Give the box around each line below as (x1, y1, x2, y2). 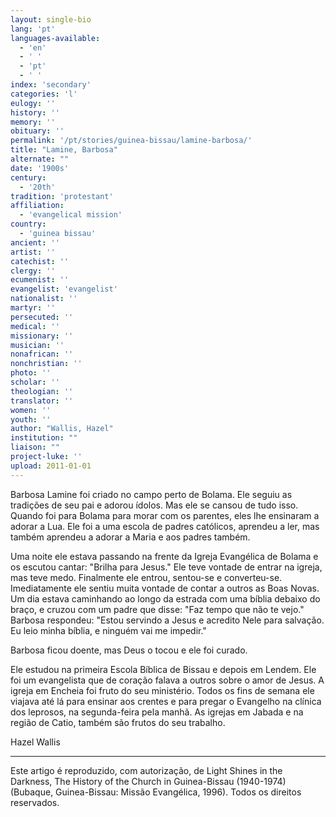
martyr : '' (10, 303, 56, 313)
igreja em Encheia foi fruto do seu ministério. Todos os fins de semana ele (10, 684, 315, 696)
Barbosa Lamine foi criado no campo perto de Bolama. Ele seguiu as (10, 488, 293, 500)
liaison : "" (10, 442, 60, 453)
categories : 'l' (10, 89, 78, 99)
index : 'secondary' (10, 80, 92, 90)
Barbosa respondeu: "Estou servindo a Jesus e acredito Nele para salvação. (10, 614, 325, 626)
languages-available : (10, 33, 101, 43)
